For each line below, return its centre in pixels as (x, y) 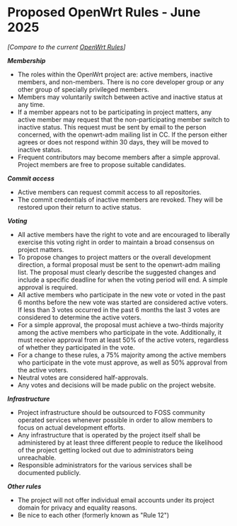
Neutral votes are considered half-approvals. (83, 377)
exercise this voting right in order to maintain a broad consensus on (116, 242)
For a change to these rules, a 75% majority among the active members (122, 355)
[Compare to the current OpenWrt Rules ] (67, 47)
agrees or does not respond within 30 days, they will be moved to (113, 142)
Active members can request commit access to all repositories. (109, 192)
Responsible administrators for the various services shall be (105, 465)
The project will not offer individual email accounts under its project (116, 500)
